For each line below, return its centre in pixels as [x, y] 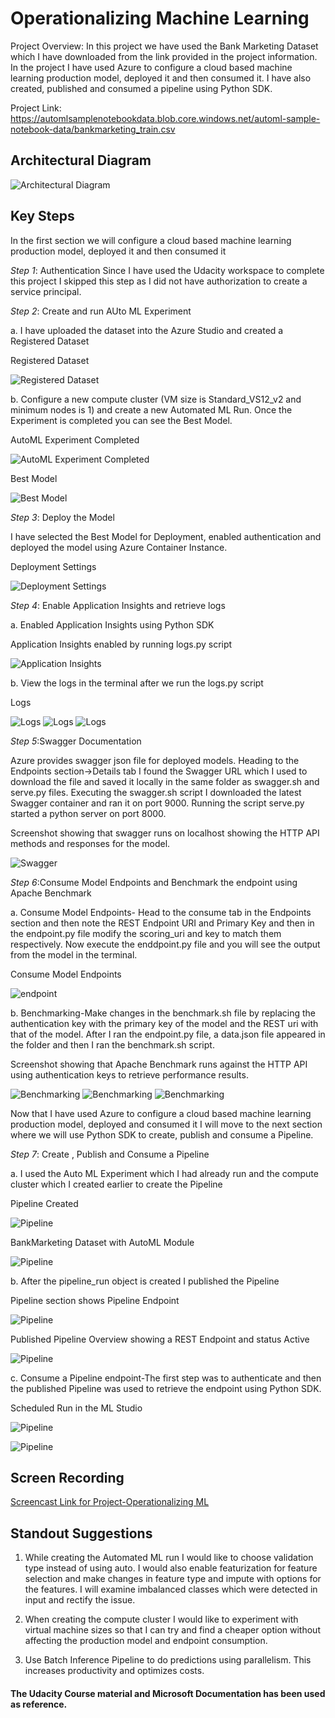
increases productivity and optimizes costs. [114, 1671]
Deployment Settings [53, 566]
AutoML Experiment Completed [75, 439]
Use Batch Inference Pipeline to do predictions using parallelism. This [168, 1660]
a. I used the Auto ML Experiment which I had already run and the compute [164, 1173]
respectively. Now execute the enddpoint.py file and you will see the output [165, 944]
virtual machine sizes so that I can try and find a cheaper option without [172, 1630]
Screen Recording [67, 1477]
